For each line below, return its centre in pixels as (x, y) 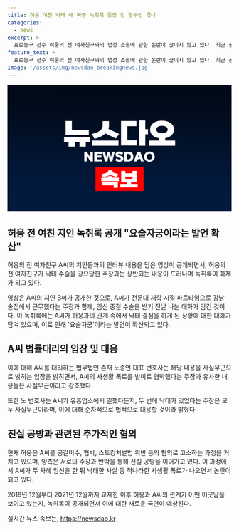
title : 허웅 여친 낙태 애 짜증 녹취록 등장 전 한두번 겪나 (82, 15)
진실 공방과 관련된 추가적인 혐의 (72, 434)
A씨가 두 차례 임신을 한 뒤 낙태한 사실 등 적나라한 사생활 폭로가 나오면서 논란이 (123, 470)
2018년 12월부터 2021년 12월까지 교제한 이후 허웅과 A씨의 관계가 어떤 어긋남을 (116, 494)
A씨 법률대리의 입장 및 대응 (63, 349)
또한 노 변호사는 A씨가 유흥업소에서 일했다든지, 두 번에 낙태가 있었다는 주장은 (114, 400)
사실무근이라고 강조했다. (60, 385)
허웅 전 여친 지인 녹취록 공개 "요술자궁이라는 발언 (108, 233)
